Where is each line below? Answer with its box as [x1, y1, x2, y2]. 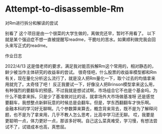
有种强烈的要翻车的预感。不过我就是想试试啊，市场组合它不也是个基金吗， [5, 87, 153, 93]
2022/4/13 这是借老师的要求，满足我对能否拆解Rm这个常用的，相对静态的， [5, 63, 156, 69]
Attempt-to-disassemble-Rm [5, 3, 124, 15]
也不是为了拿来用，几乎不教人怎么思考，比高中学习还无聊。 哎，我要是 [13, 112, 155, 117]
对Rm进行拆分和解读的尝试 [5, 20, 59, 26]
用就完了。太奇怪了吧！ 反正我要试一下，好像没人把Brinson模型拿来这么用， [5, 81, 157, 87]
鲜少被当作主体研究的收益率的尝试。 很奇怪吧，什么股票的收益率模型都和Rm [5, 69, 157, 75]
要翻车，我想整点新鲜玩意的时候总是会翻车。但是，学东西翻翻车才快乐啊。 [5, 100, 153, 105]
